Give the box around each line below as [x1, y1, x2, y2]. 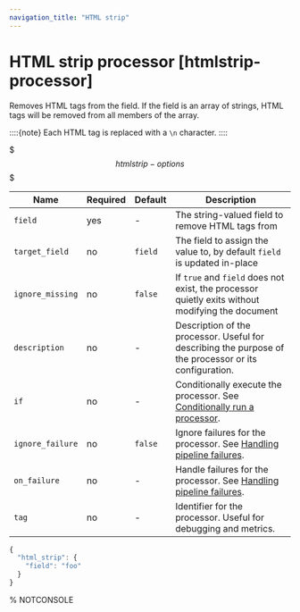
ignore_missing [13, 289, 79, 299]
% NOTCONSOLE [9, 594, 74, 605]
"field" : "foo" [25, 562, 82, 571]
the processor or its [175, 352, 257, 365]
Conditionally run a [175, 400, 254, 413]
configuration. [175, 364, 235, 376]
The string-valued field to [175, 208, 284, 221]
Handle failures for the [175, 463, 270, 475]
